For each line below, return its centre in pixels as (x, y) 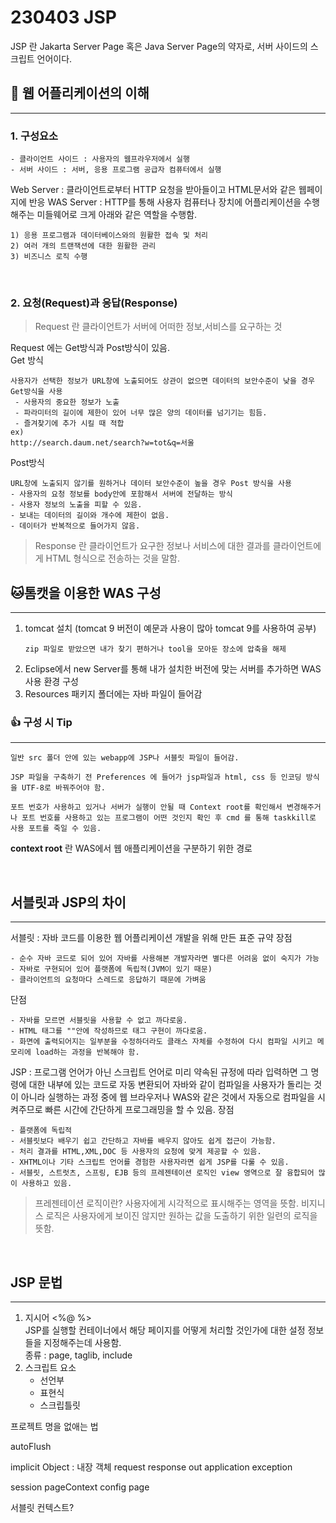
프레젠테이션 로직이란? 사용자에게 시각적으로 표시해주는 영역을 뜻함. (167, 1203)
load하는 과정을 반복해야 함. (87, 1052)
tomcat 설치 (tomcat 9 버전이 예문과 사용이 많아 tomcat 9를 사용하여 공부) (170, 628)
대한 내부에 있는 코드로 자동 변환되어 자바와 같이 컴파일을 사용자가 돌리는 (170, 1085)
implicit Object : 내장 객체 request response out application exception (151, 1467)
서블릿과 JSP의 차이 (68, 902)
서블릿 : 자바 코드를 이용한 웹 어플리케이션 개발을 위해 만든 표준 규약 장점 (151, 938)
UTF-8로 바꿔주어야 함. (63, 788)
